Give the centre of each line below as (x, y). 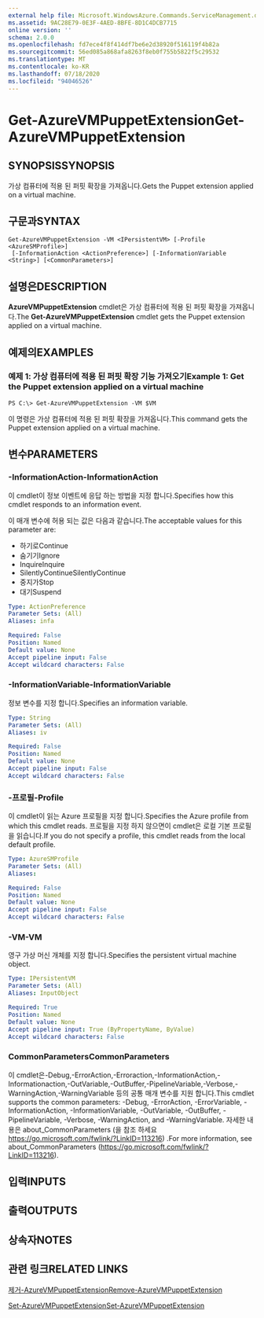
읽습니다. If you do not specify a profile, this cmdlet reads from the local (131, 836)
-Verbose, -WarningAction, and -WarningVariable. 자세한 (155, 1119)
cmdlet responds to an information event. (75, 504)
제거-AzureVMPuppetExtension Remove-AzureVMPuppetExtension (115, 1290)
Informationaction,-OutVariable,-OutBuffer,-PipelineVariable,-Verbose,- (123, 1084)
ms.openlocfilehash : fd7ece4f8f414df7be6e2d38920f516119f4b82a (114, 45)
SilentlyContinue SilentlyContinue (73, 572)
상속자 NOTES (40, 1240)
